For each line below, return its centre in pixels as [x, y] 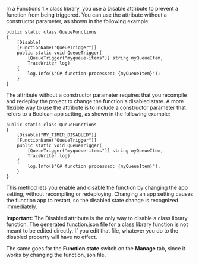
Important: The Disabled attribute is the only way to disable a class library [97, 218]
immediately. [22, 206]
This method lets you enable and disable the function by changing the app [97, 187]
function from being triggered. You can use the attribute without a [87, 15]
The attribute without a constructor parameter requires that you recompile [97, 95]
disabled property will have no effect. [52, 237]
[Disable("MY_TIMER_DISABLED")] [57, 135]
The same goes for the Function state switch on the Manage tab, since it [96, 248]
